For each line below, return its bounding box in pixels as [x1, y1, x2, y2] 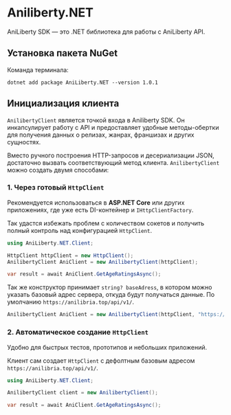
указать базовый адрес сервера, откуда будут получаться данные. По [7, 291, 215, 299]
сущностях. [7, 137, 41, 146]
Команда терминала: [7, 65, 69, 74]
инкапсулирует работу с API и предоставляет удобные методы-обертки [7, 123, 219, 131]
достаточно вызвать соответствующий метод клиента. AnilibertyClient [7, 158, 220, 166]
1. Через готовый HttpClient [7, 183, 104, 192]
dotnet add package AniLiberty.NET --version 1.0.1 [7, 79, 158, 86]
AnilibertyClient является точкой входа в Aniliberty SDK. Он [7, 115, 185, 124]
